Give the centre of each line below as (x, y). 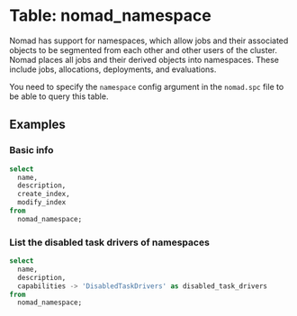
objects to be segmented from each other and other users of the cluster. (143, 50)
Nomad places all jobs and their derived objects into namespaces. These (144, 59)
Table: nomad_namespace (110, 16)
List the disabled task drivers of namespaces (109, 242)
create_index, (44, 194)
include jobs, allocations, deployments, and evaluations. (113, 69)
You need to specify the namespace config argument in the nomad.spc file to (147, 86)
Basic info (31, 150)
